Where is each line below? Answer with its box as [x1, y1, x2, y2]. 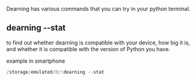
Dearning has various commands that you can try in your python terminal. [6, 5, 191, 12]
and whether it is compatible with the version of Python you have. [6, 45, 171, 52]
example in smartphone [6, 57, 66, 65]
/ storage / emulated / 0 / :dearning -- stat [6, 69, 104, 75]
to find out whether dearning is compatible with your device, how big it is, [6, 39, 191, 46]
